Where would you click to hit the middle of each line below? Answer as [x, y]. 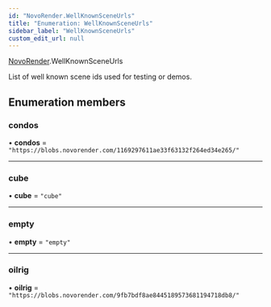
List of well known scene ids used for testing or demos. [100, 77]
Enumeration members [67, 102]
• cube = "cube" [35, 196]
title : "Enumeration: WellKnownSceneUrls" [81, 23]
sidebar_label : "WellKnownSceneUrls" [72, 31]
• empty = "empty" [40, 242]
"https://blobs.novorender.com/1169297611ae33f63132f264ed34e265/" [124, 150]
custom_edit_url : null [46, 38]
